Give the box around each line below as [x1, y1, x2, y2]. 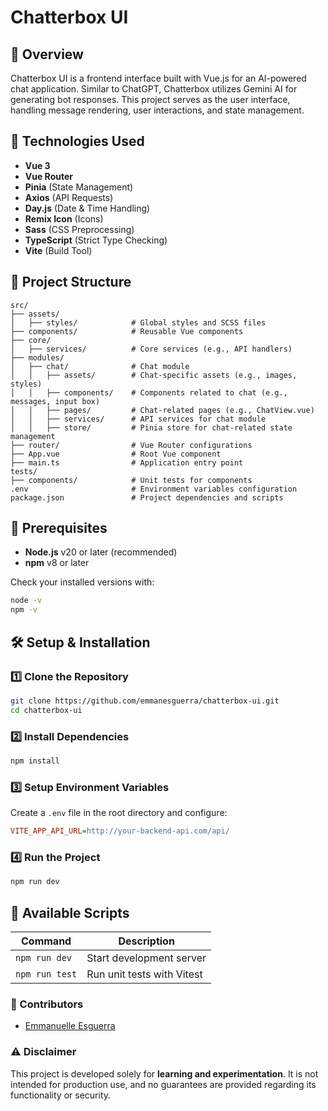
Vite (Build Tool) [24, 244, 93, 256]
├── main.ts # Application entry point [10, 457, 244, 468]
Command [21, 934, 72, 948]
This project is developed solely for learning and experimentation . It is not [10, 1067, 319, 1080]
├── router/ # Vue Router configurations [10, 440, 253, 450]
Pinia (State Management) [24, 181, 134, 193]
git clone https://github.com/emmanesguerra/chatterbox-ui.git [10, 696, 280, 706]
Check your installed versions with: [10, 576, 155, 588]
